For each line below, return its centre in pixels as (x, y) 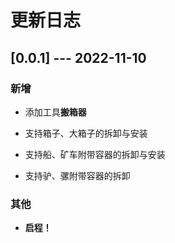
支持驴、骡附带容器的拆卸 (77, 175)
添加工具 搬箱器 (55, 112)
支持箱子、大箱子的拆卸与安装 (86, 133)
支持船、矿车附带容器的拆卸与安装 (95, 154)
